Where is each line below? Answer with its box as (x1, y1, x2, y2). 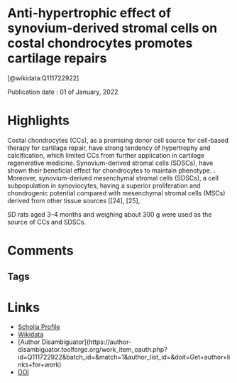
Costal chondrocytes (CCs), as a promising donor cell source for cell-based (7, 136, 229, 144)
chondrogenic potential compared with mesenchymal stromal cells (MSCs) (7, 188, 226, 197)
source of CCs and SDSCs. (7, 217, 87, 226)
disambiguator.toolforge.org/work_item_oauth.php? (17, 345, 168, 354)
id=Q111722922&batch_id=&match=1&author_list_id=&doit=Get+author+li (17, 353, 231, 362)
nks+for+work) (17, 360, 62, 369)
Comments (7, 243, 74, 259)
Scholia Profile (17, 323, 60, 331)
